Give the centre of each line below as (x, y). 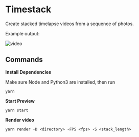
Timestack (28, 9)
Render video (20, 120)
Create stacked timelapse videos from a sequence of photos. (69, 24)
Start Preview (20, 101)
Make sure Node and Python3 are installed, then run (60, 82)
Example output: (22, 33)
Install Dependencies (28, 72)
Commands (24, 60)
